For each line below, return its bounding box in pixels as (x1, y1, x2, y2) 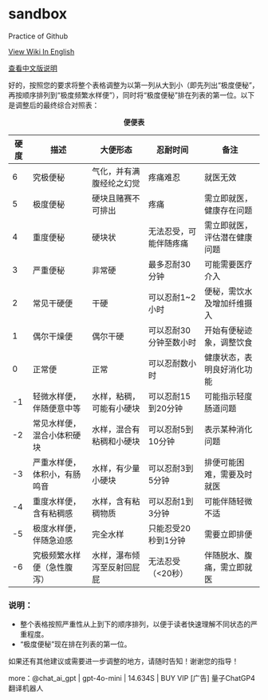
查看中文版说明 (8, 63, 57, 73)
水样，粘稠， (91, 390, 140, 402)
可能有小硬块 (91, 402, 140, 414)
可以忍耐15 (148, 390, 191, 402)
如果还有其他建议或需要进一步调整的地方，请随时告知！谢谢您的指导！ (8, 657, 239, 666)
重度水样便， (32, 495, 81, 506)
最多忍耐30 (148, 258, 191, 270)
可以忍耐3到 (148, 462, 194, 474)
